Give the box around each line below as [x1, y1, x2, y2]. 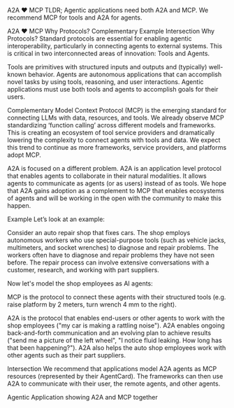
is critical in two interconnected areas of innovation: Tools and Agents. [7, 49, 210, 57]
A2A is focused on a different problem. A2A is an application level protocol [7, 164, 222, 172]
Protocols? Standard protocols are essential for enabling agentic [7, 34, 192, 43]
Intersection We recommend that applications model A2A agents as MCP [7, 365, 217, 373]
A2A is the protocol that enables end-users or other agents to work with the [7, 314, 225, 322]
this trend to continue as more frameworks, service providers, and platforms [7, 143, 227, 151]
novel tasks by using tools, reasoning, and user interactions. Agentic [7, 78, 204, 86]
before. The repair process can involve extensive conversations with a [7, 258, 210, 267]
